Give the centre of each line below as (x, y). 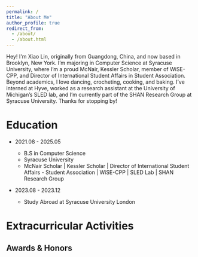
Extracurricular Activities (70, 226)
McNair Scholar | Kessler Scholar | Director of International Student (106, 166)
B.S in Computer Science (54, 153)
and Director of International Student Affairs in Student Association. (102, 76)
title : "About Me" (29, 17)
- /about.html (29, 39)
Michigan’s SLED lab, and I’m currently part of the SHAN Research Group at (99, 94)
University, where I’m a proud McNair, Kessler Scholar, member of (87, 69)
